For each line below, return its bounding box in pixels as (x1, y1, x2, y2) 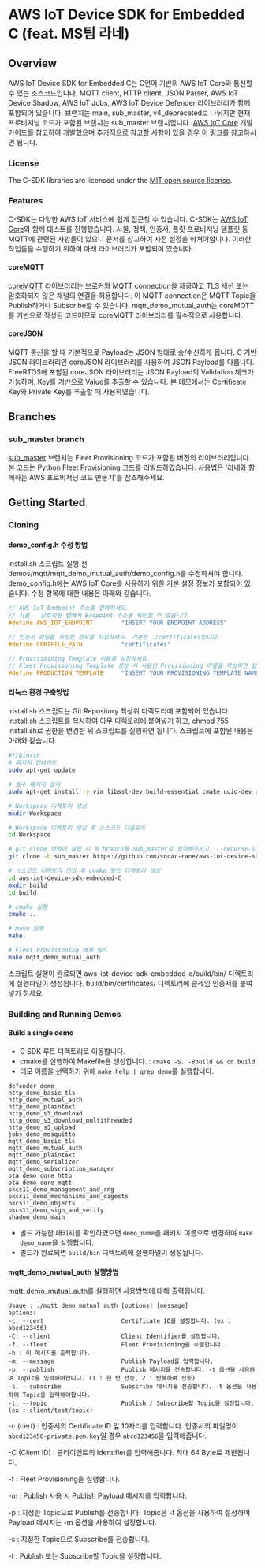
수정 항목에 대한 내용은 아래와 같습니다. (31, 589, 151, 598)
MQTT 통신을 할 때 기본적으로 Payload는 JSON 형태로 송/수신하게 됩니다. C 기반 (8, 348, 257, 356)
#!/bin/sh (8, 751, 41, 760)
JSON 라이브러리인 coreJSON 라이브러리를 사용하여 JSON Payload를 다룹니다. (8, 357, 255, 367)
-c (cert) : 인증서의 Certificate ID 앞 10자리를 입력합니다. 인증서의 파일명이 (8, 1421, 239, 1431)
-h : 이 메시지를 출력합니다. (8, 1350, 91, 1358)
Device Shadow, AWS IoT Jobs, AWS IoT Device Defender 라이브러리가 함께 (8, 99, 251, 107)
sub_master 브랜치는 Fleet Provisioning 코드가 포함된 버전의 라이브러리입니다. (8, 453, 252, 462)
